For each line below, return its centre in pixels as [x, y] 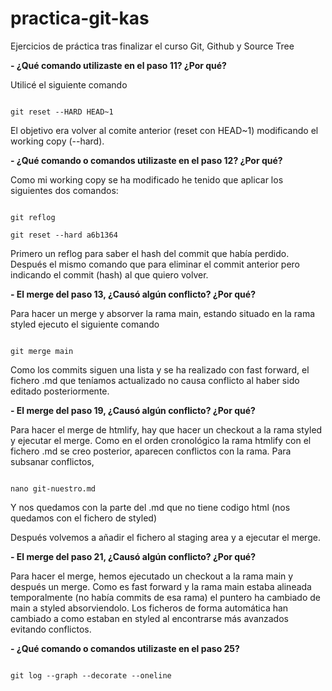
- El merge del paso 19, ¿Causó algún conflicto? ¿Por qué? [133, 410]
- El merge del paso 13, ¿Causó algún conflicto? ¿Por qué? [133, 294]
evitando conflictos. [51, 629]
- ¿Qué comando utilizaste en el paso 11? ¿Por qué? [118, 65]
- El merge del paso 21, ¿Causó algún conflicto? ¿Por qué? [133, 556]
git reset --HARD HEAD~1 [62, 112]
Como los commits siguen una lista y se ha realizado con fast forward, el [160, 369]
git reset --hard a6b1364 [64, 235]
